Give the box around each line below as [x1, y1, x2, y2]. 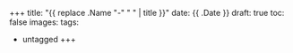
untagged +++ [22, 34, 76, 44]
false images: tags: [9, 17, 79, 27]
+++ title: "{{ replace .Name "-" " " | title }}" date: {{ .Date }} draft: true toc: [9, 8, 285, 18]
